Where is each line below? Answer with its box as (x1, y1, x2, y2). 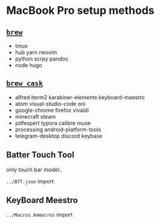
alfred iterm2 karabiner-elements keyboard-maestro (14, 93, 145, 100)
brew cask (6, 79, 43, 88)
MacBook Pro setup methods (6, 4, 155, 18)
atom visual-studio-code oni (14, 100, 86, 107)
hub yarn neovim (14, 49, 57, 56)
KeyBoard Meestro (6, 195, 78, 206)
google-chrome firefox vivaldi (14, 107, 89, 114)
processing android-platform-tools (14, 125, 101, 133)
